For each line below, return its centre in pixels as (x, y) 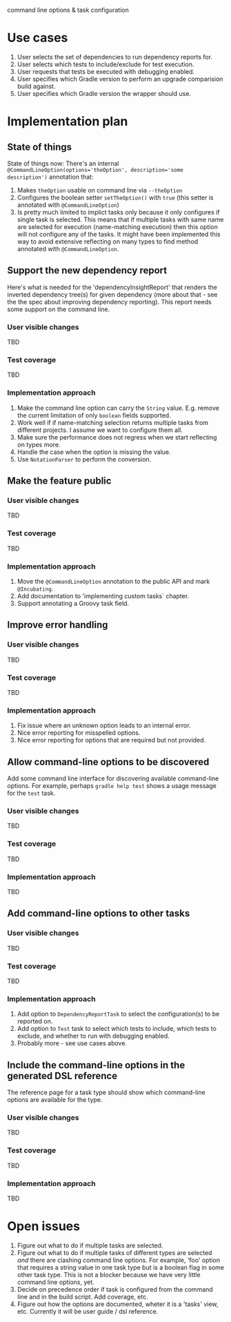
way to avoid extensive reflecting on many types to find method (108, 241)
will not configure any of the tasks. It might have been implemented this (119, 234)
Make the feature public (59, 481)
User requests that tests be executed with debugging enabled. (106, 71)
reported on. (35, 1021)
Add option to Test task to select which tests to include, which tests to (117, 1029)
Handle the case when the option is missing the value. (94, 452)
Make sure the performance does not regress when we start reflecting (117, 437)
